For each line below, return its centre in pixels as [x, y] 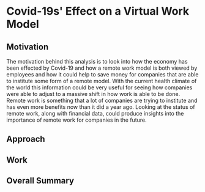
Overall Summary [40, 181]
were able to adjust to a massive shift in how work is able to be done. [93, 94]
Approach [26, 139]
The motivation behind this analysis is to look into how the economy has [97, 61]
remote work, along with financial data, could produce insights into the [95, 113]
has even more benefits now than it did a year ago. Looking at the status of [101, 107]
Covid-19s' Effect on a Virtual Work [98, 11]
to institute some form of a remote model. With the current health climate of [102, 81]
